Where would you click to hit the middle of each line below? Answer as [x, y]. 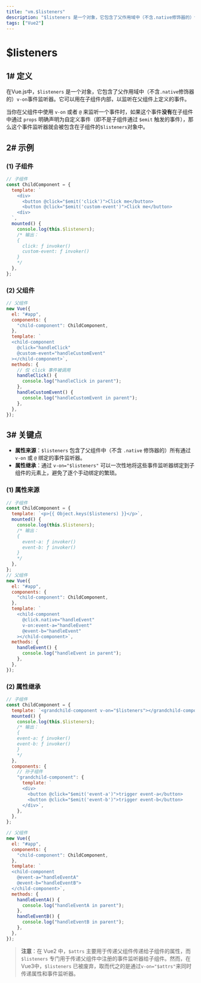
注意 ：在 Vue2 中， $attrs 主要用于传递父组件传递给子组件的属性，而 [106, 951]
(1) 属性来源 [23, 490]
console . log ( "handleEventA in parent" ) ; [73, 905]
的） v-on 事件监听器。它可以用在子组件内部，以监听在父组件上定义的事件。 [98, 99]
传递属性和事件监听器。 [50, 973]
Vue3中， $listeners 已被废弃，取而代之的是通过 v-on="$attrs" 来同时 [106, 966]
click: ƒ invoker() [46, 246]
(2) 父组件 [20, 290]
